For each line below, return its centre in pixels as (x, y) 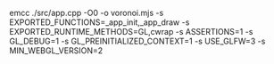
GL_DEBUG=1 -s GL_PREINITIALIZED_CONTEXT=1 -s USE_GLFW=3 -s (137, 41)
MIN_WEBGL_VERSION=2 (56, 51)
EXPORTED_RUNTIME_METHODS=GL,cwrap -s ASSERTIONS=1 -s (131, 32)
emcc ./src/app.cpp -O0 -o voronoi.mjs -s (87, 13)
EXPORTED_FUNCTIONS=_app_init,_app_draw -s (100, 22)
